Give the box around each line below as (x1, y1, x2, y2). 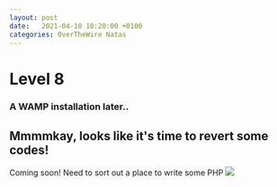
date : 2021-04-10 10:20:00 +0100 (9, 22, 143, 31)
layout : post (9, 13, 58, 22)
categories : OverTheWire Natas (9, 30, 127, 39)
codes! (9, 142, 49, 157)
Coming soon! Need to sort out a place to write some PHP (9, 167, 224, 178)
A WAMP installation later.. (9, 101, 130, 113)
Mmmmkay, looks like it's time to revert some (9, 128, 269, 144)
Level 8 (9, 68, 65, 89)
